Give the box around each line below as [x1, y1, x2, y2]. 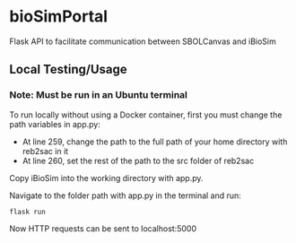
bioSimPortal [9, 6, 109, 27]
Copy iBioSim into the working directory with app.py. [9, 172, 204, 183]
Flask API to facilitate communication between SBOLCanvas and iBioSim [9, 36, 276, 47]
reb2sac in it [22, 145, 69, 156]
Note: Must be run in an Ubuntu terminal [9, 89, 188, 101]
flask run [9, 207, 47, 216]
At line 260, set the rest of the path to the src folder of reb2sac [22, 155, 255, 166]
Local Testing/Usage [9, 62, 127, 77]
